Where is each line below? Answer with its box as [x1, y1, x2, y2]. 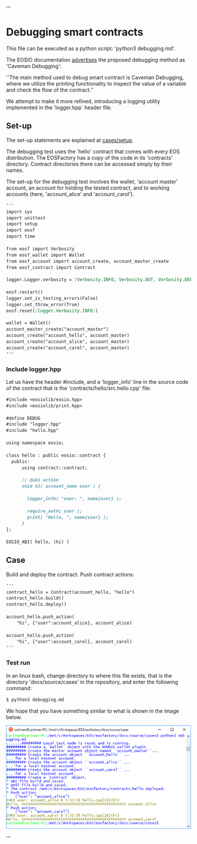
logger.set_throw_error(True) [6, 302, 80, 308]
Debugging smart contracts [6, 26, 144, 39]
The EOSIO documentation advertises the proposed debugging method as [6, 56, 185, 63]
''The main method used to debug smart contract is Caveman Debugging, [6, 73, 184, 81]
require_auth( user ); [27, 508, 83, 514]
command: [6, 684, 32, 691]
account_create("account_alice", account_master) [6, 339, 130, 345]
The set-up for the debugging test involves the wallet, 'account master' [6, 178, 178, 185]
